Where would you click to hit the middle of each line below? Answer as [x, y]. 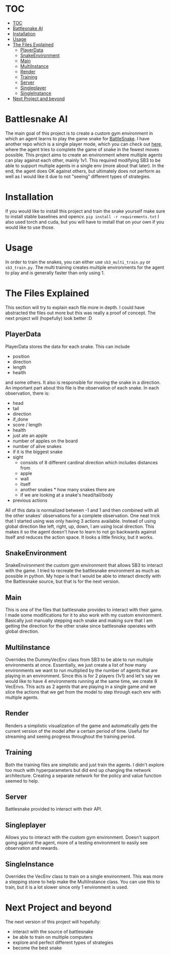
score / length [27, 425]
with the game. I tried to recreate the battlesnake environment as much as [82, 571]
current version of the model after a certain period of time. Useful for [77, 731]
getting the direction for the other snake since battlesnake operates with [81, 626]
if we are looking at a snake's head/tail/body [66, 495]
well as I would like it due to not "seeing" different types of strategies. [78, 176]
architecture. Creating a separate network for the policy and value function [83, 775]
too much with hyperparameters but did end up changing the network [78, 770]
